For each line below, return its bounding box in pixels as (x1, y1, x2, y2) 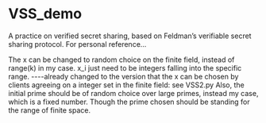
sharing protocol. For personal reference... (8, 39, 147, 48)
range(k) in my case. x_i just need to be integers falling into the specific (8, 63, 242, 72)
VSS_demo (8, 5, 82, 23)
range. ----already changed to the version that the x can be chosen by (8, 71, 239, 81)
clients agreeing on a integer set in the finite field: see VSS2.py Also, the (8, 80, 245, 90)
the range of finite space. (8, 105, 91, 115)
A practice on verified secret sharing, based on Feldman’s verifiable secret (8, 31, 252, 40)
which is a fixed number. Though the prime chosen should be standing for (8, 97, 250, 106)
